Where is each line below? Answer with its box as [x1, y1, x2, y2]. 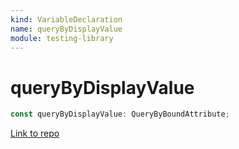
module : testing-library [10, 33, 114, 43]
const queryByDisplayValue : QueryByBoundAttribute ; [10, 109, 230, 120]
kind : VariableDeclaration [10, 14, 123, 25]
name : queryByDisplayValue [10, 24, 123, 34]
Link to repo [10, 127, 60, 140]
